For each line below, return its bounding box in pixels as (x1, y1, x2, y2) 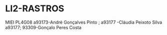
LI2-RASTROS (5, 3, 64, 14)
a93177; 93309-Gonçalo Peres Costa (5, 24, 81, 30)
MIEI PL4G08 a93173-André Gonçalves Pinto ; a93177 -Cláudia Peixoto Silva (5, 19, 162, 25)
